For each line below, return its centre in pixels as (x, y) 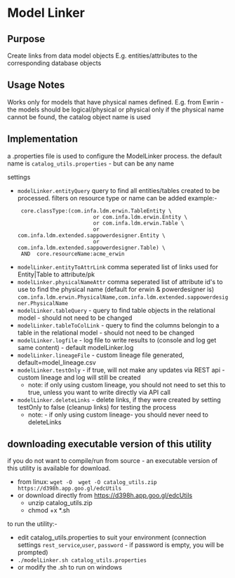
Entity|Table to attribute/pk (56, 274)
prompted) (33, 553)
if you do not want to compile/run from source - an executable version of (113, 461)
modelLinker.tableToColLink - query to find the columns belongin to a (118, 325)
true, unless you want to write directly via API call (99, 392)
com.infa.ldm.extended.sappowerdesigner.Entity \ (92, 235)
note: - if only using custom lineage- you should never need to (118, 415)
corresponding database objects (54, 63)
